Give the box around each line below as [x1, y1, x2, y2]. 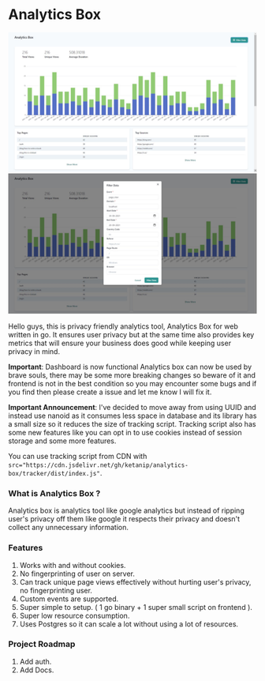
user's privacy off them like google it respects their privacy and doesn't [8, 514, 241, 524]
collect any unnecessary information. [8, 523, 129, 532]
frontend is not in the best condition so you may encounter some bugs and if [8, 378, 257, 388]
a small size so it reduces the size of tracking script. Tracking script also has [8, 419, 256, 428]
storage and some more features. [8, 436, 117, 446]
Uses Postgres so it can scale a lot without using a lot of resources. [19, 619, 239, 629]
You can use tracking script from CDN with [8, 451, 147, 461]
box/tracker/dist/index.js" [8, 469, 101, 477]
